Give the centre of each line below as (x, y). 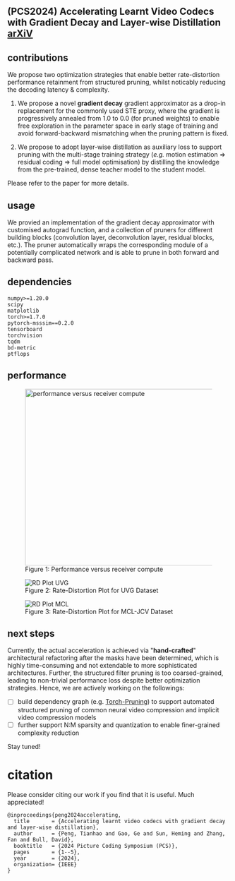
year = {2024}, (47, 858)
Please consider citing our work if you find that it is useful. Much (101, 794)
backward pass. (31, 260)
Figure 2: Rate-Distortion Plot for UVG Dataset (92, 590)
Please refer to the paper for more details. (68, 184)
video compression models (57, 717)
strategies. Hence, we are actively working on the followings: (96, 688)
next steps (31, 634)
